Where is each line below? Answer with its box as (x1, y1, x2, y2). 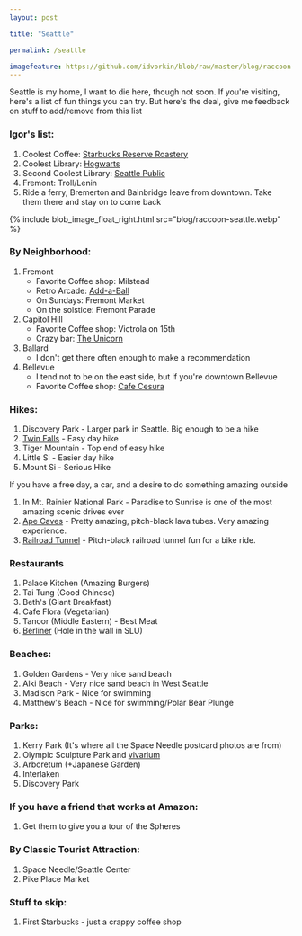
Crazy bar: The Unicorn (35, 333, 123, 343)
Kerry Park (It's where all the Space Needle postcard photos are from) (22, 740, 282, 751)
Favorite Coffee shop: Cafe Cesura (35, 380, 164, 391)
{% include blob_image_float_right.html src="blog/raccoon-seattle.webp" (9, 213, 281, 225)
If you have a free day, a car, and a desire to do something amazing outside (9, 479, 289, 490)
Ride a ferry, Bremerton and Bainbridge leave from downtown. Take (22, 186, 272, 198)
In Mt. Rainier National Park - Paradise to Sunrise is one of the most (22, 496, 272, 508)
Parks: (9, 719, 39, 732)
